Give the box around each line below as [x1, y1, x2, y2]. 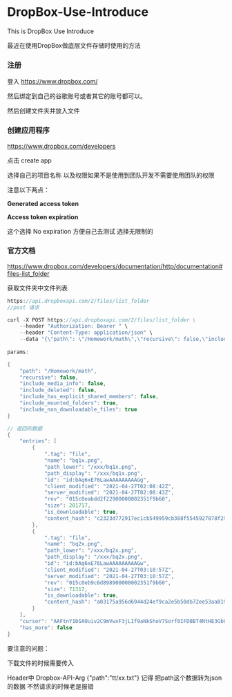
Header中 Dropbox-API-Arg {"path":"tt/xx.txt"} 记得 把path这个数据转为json [7, 673, 222, 682]
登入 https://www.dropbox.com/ [7, 77, 98, 86]
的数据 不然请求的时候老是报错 [7, 682, 94, 690]
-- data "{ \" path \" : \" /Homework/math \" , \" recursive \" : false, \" [19, 336, 209, 343]
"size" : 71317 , [43, 586, 88, 593]
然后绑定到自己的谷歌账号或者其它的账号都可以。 [7, 92, 146, 100]
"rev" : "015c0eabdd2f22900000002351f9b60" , [43, 496, 171, 503]
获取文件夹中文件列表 [7, 284, 68, 292]
